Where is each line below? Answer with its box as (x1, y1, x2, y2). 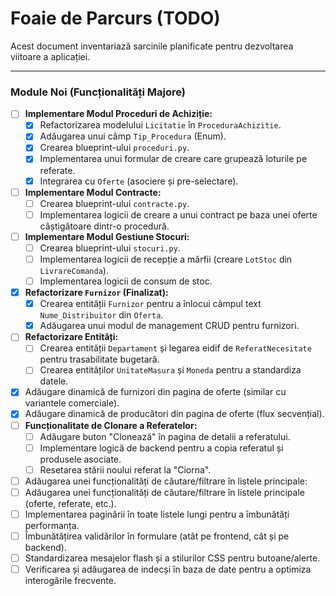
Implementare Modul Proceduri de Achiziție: (24, 108, 213, 120)
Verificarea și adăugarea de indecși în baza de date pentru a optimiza (24, 563, 312, 576)
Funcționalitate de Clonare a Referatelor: (24, 419, 198, 431)
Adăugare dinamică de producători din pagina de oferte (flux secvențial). (24, 408, 325, 420)
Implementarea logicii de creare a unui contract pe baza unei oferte (39, 208, 318, 221)
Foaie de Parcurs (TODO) (10, 7, 221, 30)
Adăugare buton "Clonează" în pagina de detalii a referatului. (39, 430, 291, 442)
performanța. (24, 519, 80, 531)
